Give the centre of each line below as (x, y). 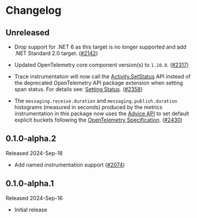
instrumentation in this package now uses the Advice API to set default (101, 113)
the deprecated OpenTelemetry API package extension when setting (99, 83)
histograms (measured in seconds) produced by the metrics (88, 107)
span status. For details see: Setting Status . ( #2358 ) (78, 89)
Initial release (31, 210)
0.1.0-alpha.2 (31, 139)
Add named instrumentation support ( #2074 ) (69, 165)
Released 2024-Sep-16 (34, 198)
